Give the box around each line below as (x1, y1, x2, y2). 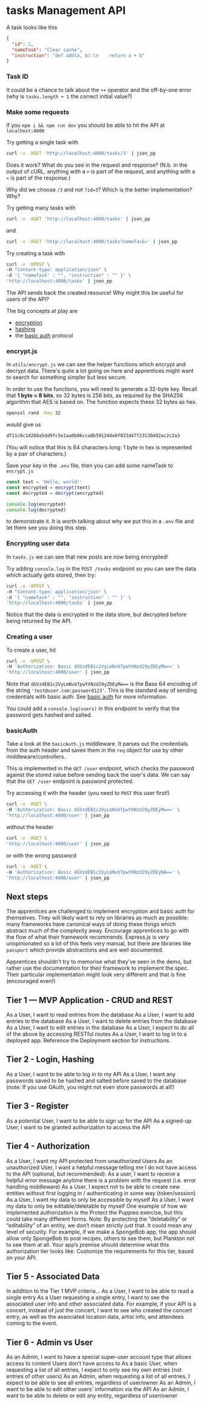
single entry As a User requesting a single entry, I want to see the (6, 1294, 170, 1301)
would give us (6, 421, 41, 428)
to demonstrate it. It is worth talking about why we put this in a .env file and (6, 518, 194, 525)
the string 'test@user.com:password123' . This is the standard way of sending (6, 686, 197, 694)
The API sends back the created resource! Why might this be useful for (6, 289, 184, 297)
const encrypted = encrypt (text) (6, 485, 91, 491)
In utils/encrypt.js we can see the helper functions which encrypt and (6, 361, 186, 368)
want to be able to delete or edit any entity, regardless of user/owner (6, 1392, 178, 1400)
